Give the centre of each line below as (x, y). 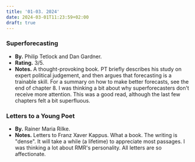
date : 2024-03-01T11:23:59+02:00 (48, 17)
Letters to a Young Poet (41, 116)
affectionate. (30, 154)
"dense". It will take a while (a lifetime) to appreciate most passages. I (100, 141)
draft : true (21, 23)
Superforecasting (32, 43)
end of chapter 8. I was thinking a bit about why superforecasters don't (102, 88)
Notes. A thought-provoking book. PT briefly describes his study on (98, 69)
